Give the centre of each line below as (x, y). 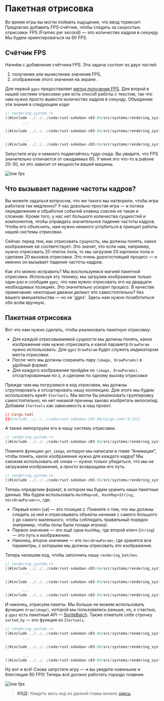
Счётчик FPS (26, 53)
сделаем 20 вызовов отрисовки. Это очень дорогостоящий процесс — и (81, 257)
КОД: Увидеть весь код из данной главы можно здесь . (74, 694)
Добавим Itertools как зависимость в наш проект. (59, 405)
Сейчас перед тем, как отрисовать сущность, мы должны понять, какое (81, 241)
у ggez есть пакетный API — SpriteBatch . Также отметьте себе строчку (79, 615)
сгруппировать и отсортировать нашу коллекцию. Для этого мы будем (80, 390)
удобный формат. (30, 365)
